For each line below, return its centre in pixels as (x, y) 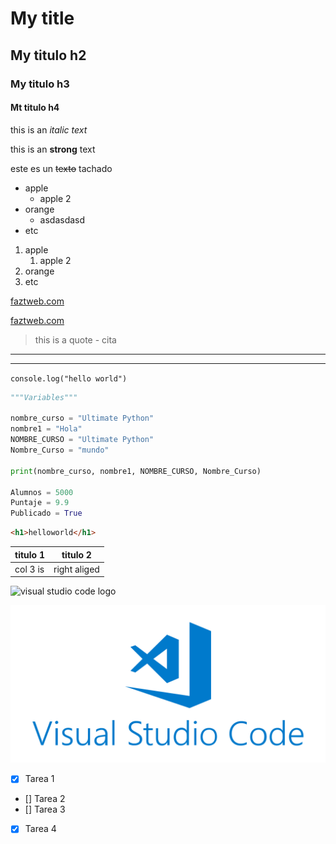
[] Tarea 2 (45, 799)
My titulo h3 (40, 84)
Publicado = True (46, 513)
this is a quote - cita (75, 339)
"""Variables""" (44, 397)
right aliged (76, 569)
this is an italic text (49, 129)
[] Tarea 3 (45, 809)
